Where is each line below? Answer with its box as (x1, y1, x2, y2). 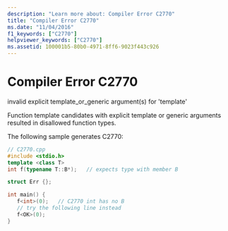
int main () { (7, 191, 46, 198)
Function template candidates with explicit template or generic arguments (7, 111, 222, 119)
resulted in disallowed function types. (7, 118, 116, 127)
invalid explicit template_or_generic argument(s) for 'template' (7, 97, 188, 106)
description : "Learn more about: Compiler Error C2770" (7, 10, 175, 18)
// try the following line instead (16, 205, 121, 212)
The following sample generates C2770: (7, 132, 124, 140)
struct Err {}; (7, 179, 52, 186)
